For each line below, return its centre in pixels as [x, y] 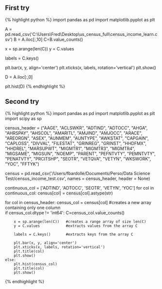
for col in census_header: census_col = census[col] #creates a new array [78, 202]
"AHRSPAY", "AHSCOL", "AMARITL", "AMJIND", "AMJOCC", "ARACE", [74, 133]
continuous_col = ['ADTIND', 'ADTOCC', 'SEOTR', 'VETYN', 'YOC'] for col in [80, 188]
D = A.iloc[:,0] [19, 77]
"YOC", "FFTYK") [22, 164]
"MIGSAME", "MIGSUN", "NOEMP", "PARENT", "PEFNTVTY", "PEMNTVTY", [81, 153]
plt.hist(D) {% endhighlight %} [35, 86]
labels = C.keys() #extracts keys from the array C [73, 234]
